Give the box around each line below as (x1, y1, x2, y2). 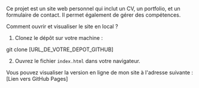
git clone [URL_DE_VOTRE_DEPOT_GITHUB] (6, 46, 114, 53)
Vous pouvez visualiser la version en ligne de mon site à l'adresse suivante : (6, 69, 193, 76)
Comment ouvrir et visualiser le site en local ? (6, 23, 118, 30)
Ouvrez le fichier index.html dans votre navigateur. (14, 58, 140, 64)
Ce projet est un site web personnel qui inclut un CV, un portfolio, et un (6, 5, 180, 12)
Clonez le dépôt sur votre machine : (14, 34, 103, 41)
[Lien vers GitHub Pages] (6, 76, 68, 82)
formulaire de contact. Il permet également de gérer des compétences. (6, 11, 181, 18)
